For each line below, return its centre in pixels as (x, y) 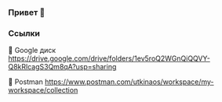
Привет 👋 (27, 12)
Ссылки (24, 33)
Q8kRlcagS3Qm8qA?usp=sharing (62, 67)
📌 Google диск (32, 51)
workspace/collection (43, 90)
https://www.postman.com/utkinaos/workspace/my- (129, 82)
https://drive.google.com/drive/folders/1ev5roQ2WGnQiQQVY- (109, 58)
